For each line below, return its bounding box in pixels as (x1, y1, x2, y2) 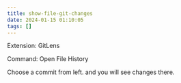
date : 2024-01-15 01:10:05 (7, 16, 84, 23)
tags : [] (7, 23, 32, 29)
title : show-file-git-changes (7, 10, 94, 17)
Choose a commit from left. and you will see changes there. (7, 68, 175, 76)
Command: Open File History (7, 55, 89, 63)
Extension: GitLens (7, 42, 60, 50)
